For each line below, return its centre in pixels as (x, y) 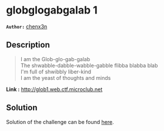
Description (28, 45)
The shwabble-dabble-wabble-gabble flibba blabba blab (89, 65)
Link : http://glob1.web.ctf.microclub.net (54, 89)
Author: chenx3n (27, 26)
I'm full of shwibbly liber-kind (56, 72)
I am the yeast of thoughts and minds (66, 78)
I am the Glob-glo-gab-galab (55, 59)
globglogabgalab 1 (52, 10)
